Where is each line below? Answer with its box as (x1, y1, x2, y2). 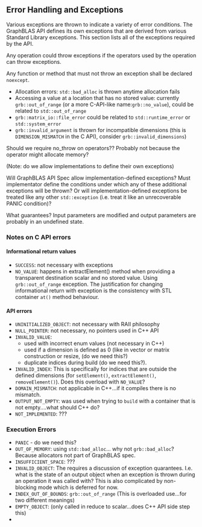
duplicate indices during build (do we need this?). (24, 359, 147, 367)
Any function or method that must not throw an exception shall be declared (6, 69, 193, 77)
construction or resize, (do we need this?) (24, 353, 128, 360)
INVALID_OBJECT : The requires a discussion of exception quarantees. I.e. (14, 464, 193, 472)
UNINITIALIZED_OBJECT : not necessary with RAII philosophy (14, 321, 160, 328)
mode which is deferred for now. (38, 484, 119, 491)
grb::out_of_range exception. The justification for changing (14, 280, 163, 288)
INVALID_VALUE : (14, 333, 52, 341)
